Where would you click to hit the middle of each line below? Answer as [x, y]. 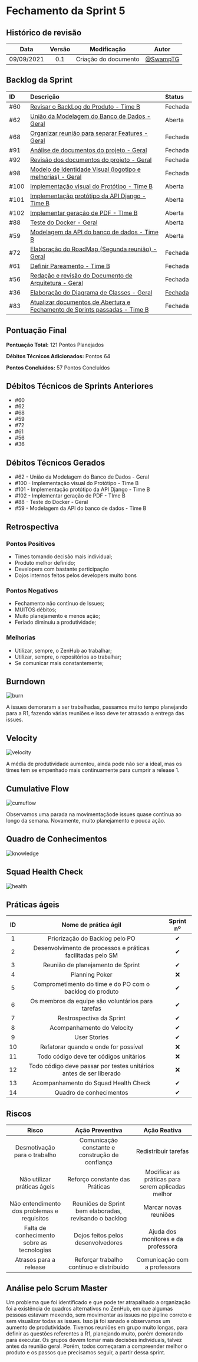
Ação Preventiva [99, 1130]
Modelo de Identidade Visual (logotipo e [86, 169]
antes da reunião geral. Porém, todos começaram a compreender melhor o [97, 1346]
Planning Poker [92, 975]
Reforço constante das [99, 1180]
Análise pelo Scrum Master [57, 1288]
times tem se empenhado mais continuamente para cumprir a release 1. [93, 770]
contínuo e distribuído [99, 1267]
